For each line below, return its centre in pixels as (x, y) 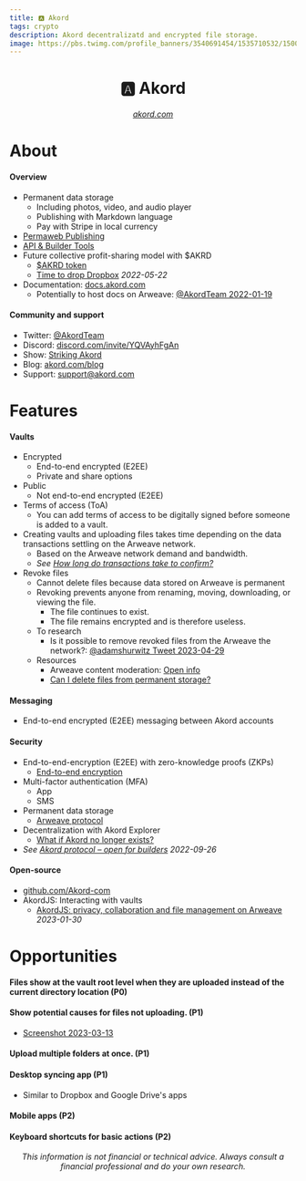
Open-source (36, 870)
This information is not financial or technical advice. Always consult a (153, 1157)
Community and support (57, 315)
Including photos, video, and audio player (114, 207)
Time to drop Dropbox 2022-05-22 (102, 275)
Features (44, 410)
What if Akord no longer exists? (95, 839)
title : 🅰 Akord (40, 18)
